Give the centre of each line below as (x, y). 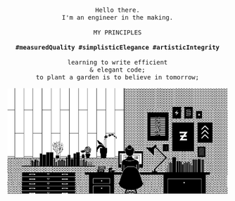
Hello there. (118, 10)
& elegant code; (118, 70)
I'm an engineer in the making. (118, 17)
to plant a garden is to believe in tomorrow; (118, 77)
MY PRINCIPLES (118, 33)
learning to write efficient (118, 62)
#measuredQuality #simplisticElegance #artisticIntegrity (118, 47)
